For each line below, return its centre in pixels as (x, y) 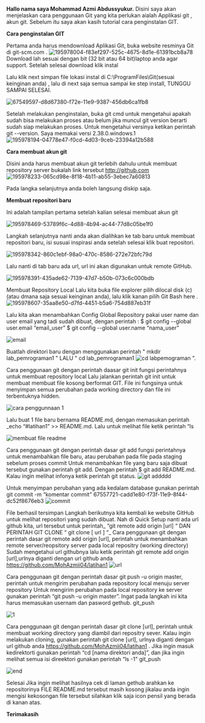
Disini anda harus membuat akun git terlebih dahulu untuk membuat (92, 164)
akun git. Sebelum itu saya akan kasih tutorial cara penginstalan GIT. (92, 22)
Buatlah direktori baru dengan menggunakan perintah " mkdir (84, 351)
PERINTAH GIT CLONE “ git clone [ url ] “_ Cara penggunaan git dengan (96, 532)
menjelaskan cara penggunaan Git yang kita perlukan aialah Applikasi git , (99, 15)
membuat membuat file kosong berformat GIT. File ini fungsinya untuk (95, 383)
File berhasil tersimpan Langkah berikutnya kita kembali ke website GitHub (100, 513)
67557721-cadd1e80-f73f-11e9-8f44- (140, 494)
